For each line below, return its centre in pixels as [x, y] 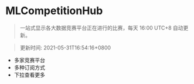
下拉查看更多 [29, 75]
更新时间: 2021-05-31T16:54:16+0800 [65, 48]
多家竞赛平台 [29, 60]
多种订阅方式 [29, 67]
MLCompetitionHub [54, 11]
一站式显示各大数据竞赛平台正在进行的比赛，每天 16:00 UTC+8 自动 [101, 28]
